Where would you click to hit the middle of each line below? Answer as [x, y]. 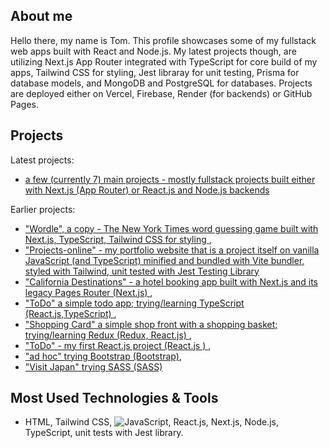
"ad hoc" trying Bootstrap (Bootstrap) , [103, 356]
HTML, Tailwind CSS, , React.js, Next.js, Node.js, [151, 422]
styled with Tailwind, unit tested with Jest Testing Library [142, 271]
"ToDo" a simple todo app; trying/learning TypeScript [134, 303]
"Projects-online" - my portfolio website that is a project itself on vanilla [172, 250]
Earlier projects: [43, 209]
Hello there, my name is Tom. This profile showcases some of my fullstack [163, 40]
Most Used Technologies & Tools [114, 398]
